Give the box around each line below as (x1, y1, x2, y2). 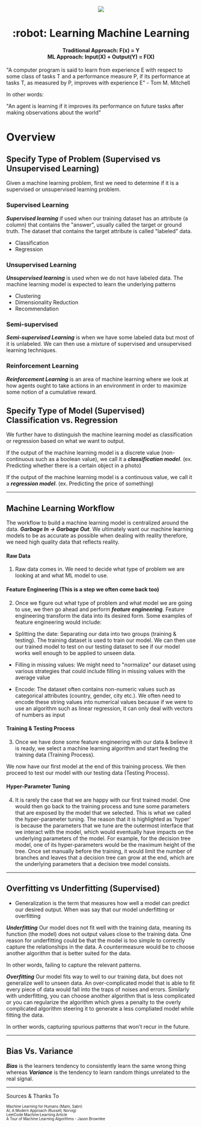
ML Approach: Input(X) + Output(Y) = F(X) (47, 53, 155, 60)
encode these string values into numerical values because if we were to (14, 698, 194, 705)
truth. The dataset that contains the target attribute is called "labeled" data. (6, 227, 192, 234)
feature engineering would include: (14, 618, 102, 626)
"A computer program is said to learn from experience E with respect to (6, 66, 183, 74)
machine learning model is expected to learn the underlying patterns (6, 280, 176, 287)
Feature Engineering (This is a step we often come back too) (6, 586, 159, 593)
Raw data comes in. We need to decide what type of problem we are (14, 565, 185, 573)
